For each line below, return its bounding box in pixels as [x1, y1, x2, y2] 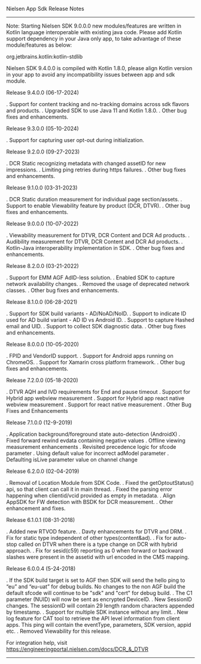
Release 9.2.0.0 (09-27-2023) [6, 148, 80, 155]
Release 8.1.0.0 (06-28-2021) [6, 298, 78, 305]
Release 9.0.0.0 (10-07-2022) [6, 220, 79, 227]
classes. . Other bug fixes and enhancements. [6, 287, 120, 294]
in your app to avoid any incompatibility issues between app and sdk [6, 71, 175, 78]
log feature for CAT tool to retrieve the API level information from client [6, 615, 180, 622]
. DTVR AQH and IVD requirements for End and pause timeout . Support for [6, 388, 191, 395]
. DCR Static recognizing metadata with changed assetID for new [6, 160, 166, 167]
